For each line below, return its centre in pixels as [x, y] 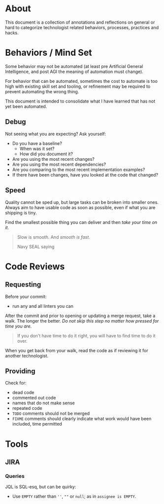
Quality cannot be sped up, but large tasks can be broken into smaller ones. [82, 202]
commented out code [34, 398]
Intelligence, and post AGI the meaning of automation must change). [74, 72]
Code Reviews [35, 266]
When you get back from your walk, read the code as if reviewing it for [77, 350]
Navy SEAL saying [36, 247]
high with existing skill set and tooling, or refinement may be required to [78, 86]
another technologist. [27, 356]
